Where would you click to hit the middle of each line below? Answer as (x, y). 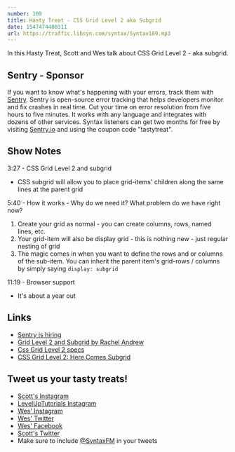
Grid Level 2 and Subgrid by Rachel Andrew (80, 342)
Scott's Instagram (43, 396)
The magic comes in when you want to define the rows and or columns (120, 254)
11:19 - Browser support (41, 282)
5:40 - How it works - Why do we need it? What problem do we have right (114, 203)
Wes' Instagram (40, 411)
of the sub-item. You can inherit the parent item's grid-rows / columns (119, 261)
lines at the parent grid (50, 189)
